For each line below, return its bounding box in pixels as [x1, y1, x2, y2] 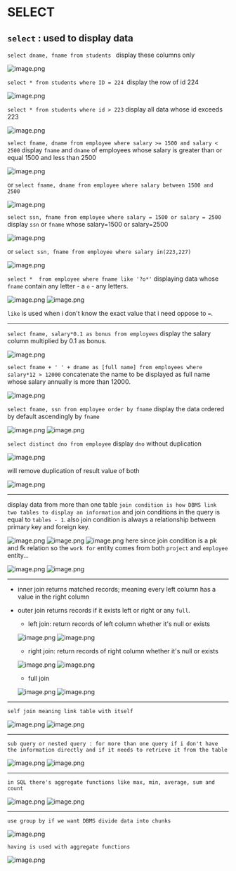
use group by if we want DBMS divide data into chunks [7, 818, 171, 825]
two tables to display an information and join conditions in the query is [7, 508, 220, 516]
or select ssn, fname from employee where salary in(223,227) [7, 247, 192, 255]
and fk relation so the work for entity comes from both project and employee [7, 544, 228, 552]
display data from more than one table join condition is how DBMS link [7, 500, 217, 509]
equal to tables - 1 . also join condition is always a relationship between [7, 515, 216, 524]
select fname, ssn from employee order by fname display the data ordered [7, 405, 225, 413]
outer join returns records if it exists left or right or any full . [17, 606, 191, 614]
